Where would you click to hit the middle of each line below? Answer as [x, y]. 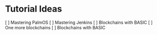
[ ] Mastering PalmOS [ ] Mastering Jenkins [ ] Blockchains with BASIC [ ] [79, 22]
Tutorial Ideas [34, 9]
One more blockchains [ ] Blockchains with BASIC [55, 27]
